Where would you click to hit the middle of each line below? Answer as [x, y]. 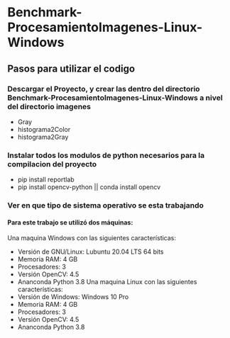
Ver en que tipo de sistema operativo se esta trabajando [105, 205]
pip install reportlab [46, 180]
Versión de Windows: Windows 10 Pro [73, 297]
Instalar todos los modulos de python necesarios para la [106, 155]
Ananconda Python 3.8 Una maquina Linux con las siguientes [107, 282]
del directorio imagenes [49, 106]
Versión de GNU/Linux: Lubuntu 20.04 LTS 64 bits [91, 252]
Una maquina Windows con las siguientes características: [92, 238]
